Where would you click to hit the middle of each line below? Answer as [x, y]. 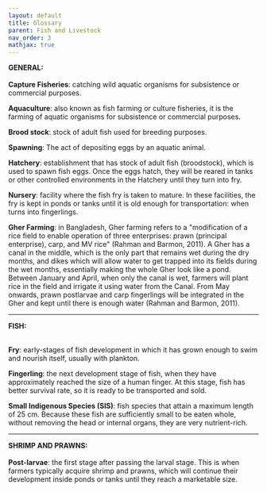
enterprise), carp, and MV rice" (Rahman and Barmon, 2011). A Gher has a [129, 244]
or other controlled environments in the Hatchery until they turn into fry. [125, 180]
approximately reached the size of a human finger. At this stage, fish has [127, 382]
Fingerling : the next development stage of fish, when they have [112, 374]
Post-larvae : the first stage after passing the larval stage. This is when [124, 463]
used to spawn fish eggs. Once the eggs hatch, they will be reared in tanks [131, 171]
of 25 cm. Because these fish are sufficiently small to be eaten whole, [122, 414]
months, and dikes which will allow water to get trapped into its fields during [133, 261]
